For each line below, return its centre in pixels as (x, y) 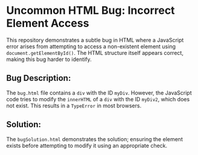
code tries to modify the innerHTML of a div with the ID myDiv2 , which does (98, 99)
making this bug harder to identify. (49, 59)
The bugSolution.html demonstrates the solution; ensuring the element (94, 139)
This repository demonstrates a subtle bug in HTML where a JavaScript (95, 40)
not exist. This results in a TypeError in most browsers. (74, 106)
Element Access (48, 23)
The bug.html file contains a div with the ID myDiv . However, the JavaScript (99, 93)
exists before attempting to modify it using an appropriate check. (87, 145)
